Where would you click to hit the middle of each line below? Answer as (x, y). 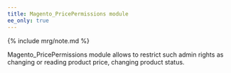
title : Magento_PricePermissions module (68, 14)
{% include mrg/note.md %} (49, 40)
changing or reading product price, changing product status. (96, 62)
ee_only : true (28, 21)
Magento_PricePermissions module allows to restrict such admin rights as (116, 55)
